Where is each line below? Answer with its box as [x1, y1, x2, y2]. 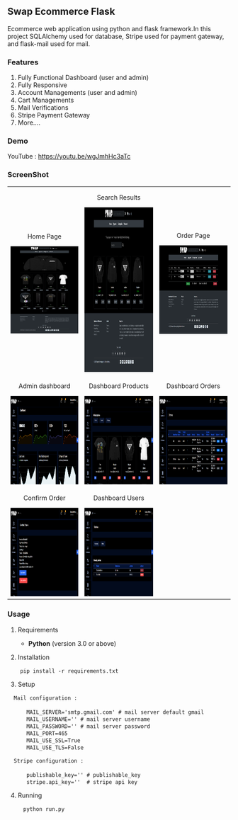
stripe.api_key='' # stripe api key [25, 778, 138, 785]
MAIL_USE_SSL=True [25, 736, 81, 744]
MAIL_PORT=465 [25, 729, 69, 737]
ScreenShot [7, 170, 50, 180]
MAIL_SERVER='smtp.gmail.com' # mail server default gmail [25, 708, 204, 716]
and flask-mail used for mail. [7, 39, 91, 48]
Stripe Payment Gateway [17, 111, 91, 120]
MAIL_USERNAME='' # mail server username [25, 715, 151, 723]
